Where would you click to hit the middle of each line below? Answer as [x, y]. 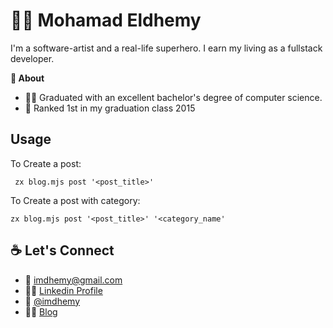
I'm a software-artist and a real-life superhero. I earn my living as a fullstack [166, 48]
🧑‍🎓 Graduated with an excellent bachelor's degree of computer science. [173, 97]
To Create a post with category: [75, 200]
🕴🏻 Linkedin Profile [63, 290]
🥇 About [27, 78]
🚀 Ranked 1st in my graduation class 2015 [110, 108]
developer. [32, 58]
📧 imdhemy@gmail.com [73, 280]
